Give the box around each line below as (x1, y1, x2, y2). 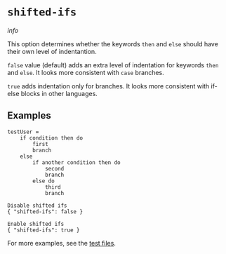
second (44, 165, 65, 172)
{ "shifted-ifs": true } (7, 227, 80, 234)
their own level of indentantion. (7, 47, 97, 55)
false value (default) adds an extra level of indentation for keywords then (7, 60, 219, 69)
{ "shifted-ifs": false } (7, 208, 83, 215)
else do (32, 178, 55, 185)
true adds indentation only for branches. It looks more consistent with (7, 81, 210, 90)
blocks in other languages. (20, 89, 98, 98)
